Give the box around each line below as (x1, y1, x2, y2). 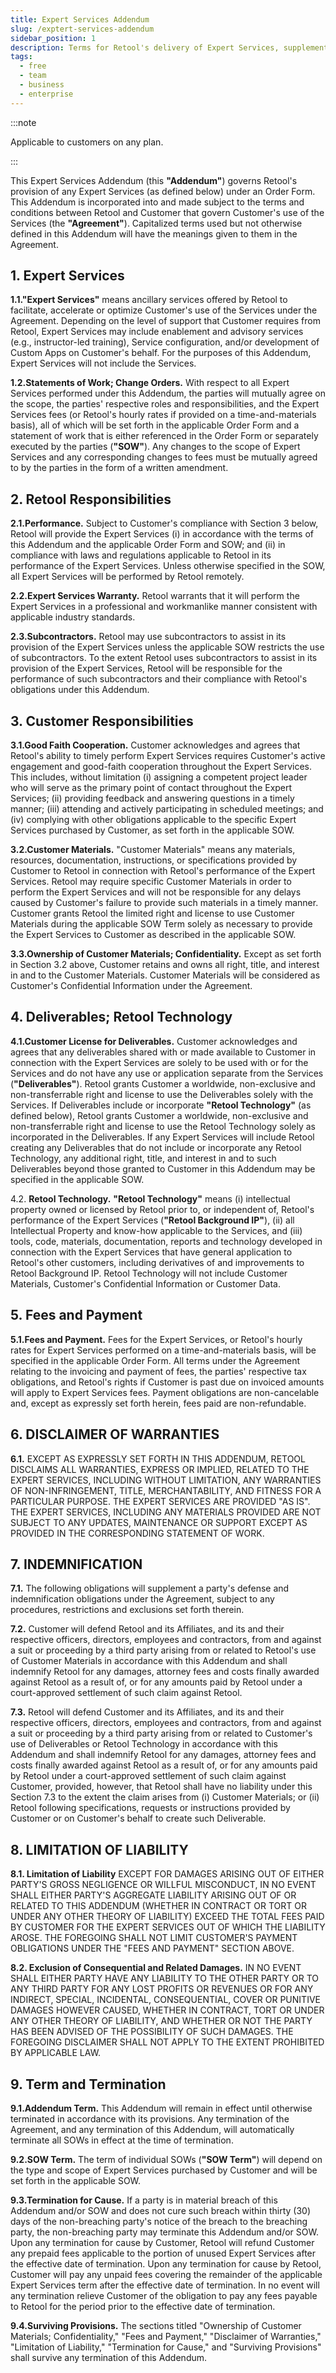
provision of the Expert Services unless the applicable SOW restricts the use (10, 641, 325, 653)
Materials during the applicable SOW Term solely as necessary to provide (10, 918, 313, 930)
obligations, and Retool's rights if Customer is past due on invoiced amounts (10, 1376, 325, 1388)
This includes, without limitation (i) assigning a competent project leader (10, 771, 308, 783)
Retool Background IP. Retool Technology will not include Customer (10, 1267, 288, 1279)
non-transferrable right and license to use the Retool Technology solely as (10, 1120, 316, 1132)
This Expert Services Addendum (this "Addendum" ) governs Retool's (10, 174, 298, 186)
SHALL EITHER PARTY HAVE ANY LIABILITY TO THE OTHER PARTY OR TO (10, 1972, 320, 1985)
